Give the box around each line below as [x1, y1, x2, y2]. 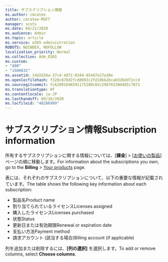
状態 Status [12, 216, 35, 222]
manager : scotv [5, 21, 37, 27]
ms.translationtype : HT [5, 86, 55, 92]
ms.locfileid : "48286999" [5, 101, 59, 106]
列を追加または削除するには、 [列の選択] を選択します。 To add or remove [5, 245, 156, 251]
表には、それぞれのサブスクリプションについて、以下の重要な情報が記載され [5, 174, 163, 181]
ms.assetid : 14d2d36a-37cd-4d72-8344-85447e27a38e [5, 73, 113, 78]
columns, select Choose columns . [5, 251, 77, 257]
